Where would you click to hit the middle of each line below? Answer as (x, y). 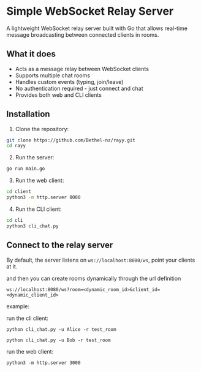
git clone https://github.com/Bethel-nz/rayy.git (71, 140)
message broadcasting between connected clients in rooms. (83, 34)
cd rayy (16, 146)
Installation (28, 114)
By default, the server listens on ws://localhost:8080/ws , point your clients (101, 260)
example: (18, 306)
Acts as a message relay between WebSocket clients (82, 69)
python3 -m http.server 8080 (44, 197)
